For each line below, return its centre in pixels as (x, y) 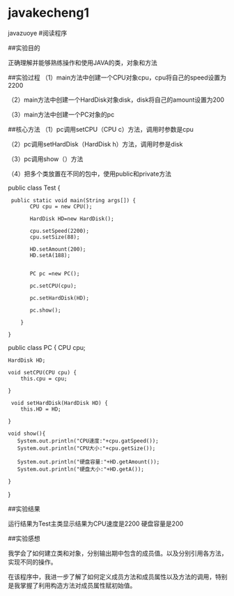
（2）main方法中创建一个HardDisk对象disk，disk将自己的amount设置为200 (116, 100)
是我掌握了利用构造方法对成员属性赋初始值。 (72, 585)
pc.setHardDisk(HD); (60, 298)
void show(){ (27, 434)
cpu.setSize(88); (55, 237)
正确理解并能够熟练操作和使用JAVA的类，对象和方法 (83, 62)
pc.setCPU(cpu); (53, 286)
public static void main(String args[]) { (73, 200)
